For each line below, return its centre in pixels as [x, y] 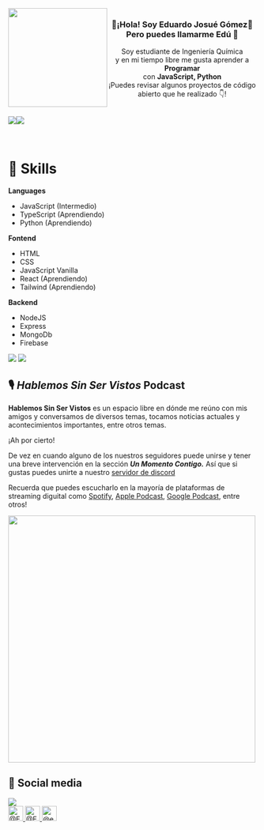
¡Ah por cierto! [32, 440]
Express [33, 326]
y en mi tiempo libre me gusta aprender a [182, 60]
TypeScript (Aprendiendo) [62, 215]
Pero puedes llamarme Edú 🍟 [182, 34]
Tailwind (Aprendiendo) [58, 287]
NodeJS [33, 318]
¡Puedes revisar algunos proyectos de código [182, 85]
